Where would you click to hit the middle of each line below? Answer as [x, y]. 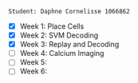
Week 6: [34, 71]
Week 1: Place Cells [52, 26]
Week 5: [34, 62]
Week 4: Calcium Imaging [62, 53]
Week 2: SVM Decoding [59, 35]
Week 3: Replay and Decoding [69, 45]
